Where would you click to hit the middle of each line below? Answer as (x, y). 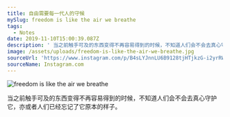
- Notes (24, 32)
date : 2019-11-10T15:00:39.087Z (53, 39)
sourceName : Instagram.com (46, 64)
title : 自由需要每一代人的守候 (46, 13)
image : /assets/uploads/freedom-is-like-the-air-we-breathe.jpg (101, 52)
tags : (15, 26)
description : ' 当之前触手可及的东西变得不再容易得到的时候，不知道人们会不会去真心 (114, 45)
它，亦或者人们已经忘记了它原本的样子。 (64, 106)
